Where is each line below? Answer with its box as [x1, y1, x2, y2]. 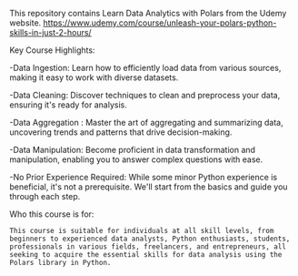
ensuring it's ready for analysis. [9, 99, 127, 110]
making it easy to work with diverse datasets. [9, 72, 179, 83]
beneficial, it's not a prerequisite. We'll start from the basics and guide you [9, 181, 288, 192]
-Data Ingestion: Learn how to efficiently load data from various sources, [9, 63, 282, 73]
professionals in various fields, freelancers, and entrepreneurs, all [9, 242, 286, 251]
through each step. [9, 191, 81, 201]
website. [9, 17, 42, 28]
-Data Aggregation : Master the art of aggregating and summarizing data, [9, 118, 283, 128]
